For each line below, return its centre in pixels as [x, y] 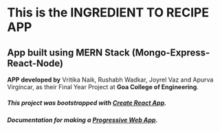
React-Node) [35, 63]
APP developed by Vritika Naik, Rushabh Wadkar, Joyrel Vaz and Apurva [110, 80]
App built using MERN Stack [68, 52]
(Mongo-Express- [171, 52]
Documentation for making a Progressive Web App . [82, 120]
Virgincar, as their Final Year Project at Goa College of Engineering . [103, 87]
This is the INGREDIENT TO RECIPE [108, 13]
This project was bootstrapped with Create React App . [87, 103]
